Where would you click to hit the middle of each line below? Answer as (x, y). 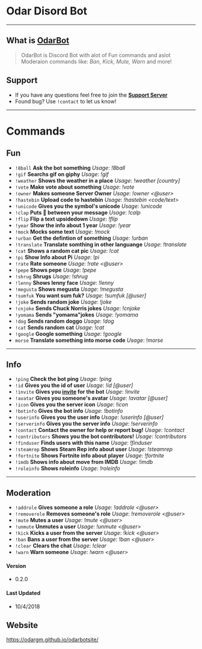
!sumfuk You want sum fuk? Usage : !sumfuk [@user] (81, 295)
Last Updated (23, 593)
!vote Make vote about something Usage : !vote (75, 187)
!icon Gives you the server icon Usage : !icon (71, 404)
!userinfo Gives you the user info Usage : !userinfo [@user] (89, 417)
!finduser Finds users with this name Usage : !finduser (83, 443)
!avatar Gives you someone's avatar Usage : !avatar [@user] (91, 398)
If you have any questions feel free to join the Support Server (91, 95)
